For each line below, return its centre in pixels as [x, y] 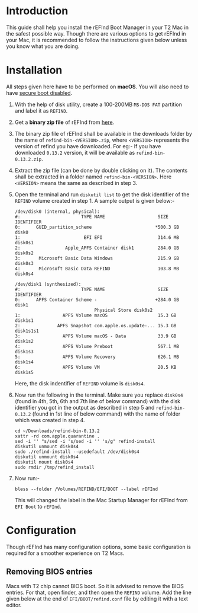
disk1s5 [24, 372]
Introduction [37, 11]
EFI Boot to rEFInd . [38, 506]
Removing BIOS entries [49, 572]
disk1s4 [24, 362]
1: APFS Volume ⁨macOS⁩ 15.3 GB [95, 315]
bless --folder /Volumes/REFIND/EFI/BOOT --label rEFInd [86, 489]
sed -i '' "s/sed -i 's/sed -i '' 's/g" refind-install [85, 441]
